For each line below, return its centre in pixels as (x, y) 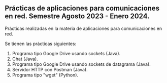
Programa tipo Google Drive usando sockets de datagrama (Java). (81, 64)
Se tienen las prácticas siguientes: (41, 44)
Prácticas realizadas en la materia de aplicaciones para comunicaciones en (83, 28)
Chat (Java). (25, 59)
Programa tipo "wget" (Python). (45, 75)
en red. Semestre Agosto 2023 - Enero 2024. (77, 16)
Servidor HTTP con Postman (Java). (50, 69)
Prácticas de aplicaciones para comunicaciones (82, 8)
